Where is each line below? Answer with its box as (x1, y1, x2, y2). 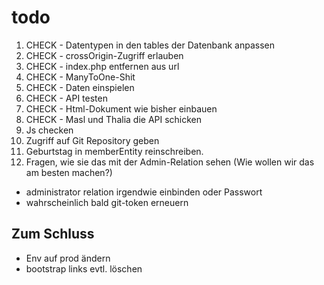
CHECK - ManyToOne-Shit (25, 71, 136, 83)
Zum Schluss (11, 226, 95, 243)
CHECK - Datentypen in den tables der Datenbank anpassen (25, 39, 275, 51)
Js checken (25, 124, 74, 136)
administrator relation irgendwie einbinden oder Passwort (25, 186, 263, 198)
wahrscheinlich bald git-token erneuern (25, 196, 189, 208)
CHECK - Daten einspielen (25, 81, 135, 93)
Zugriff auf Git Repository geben (25, 134, 160, 146)
